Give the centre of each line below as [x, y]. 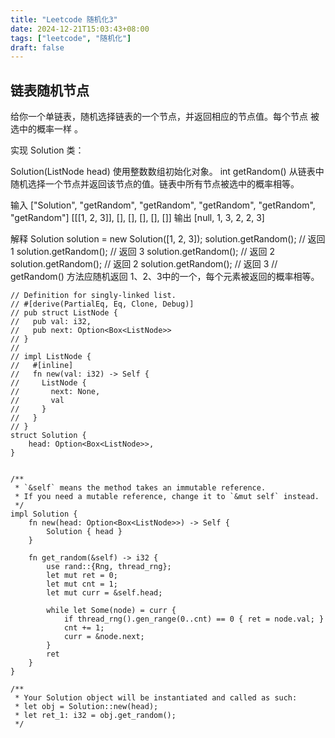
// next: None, [55, 392]
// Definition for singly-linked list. [93, 296]
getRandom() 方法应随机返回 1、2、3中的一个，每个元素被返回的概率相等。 [165, 277]
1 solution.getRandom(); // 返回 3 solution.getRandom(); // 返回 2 [142, 252]
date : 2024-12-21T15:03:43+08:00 [80, 29]
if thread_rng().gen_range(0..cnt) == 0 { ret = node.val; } [194, 619]
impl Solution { [44, 514]
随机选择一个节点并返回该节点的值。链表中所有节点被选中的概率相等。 [155, 184]
